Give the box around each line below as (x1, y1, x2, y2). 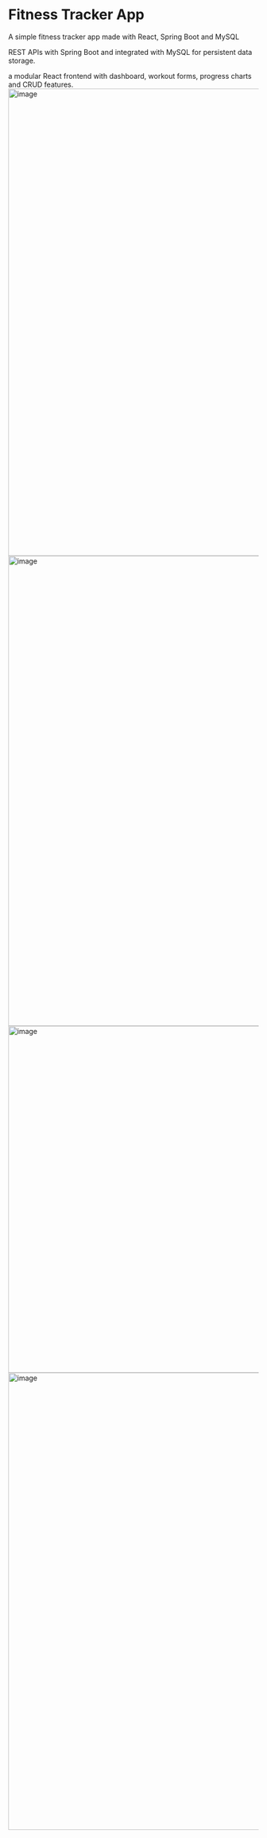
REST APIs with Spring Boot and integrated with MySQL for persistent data (8, 47, 253, 57)
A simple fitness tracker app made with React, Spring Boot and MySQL (8, 32, 240, 41)
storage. (8, 56, 36, 65)
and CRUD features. (8, 80, 74, 89)
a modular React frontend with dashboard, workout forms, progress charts (8, 71, 252, 80)
